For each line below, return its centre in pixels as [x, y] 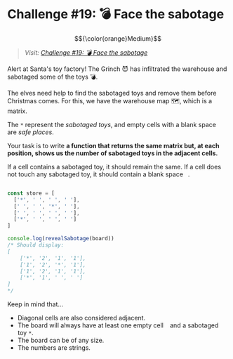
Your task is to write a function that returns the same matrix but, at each [113, 145]
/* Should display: [36, 245]
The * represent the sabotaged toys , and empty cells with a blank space [112, 124]
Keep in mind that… [35, 304]
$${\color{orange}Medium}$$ [118, 38]
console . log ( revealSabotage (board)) [61, 239]
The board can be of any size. [61, 340]
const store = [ [31, 193]
